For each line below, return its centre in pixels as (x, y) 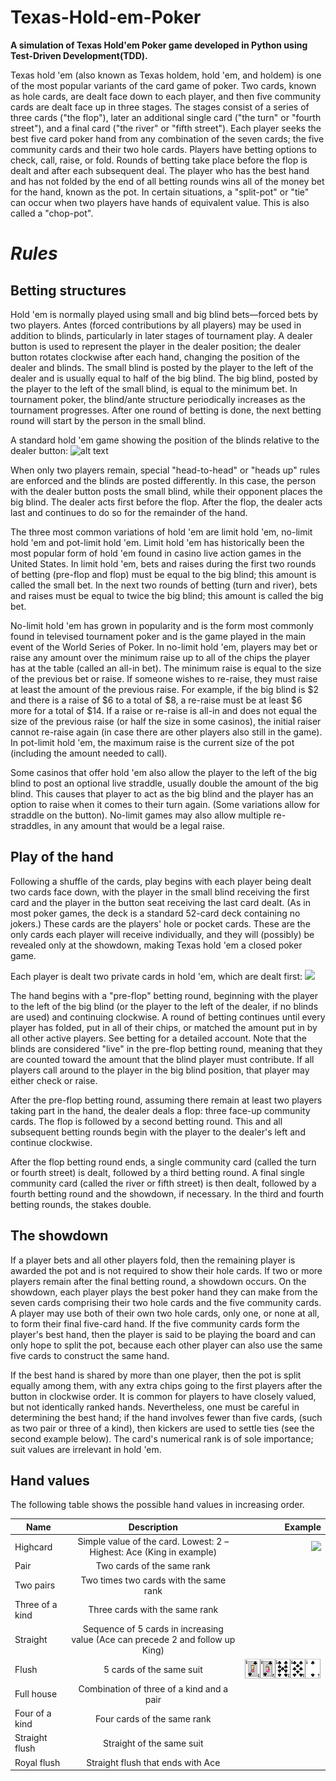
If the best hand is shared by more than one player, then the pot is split (156, 1375)
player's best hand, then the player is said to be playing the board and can (163, 1334)
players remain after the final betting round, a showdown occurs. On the (158, 1281)
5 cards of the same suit (153, 1669)
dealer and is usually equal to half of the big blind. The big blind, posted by (164, 378)
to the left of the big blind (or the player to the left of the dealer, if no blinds (164, 1006)
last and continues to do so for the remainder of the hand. (129, 512)
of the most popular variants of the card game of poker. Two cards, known (163, 85)
